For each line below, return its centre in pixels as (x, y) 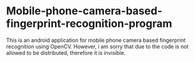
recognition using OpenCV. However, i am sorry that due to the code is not (97, 46)
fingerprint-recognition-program (89, 24)
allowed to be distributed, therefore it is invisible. (66, 52)
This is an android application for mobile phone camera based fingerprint (96, 40)
